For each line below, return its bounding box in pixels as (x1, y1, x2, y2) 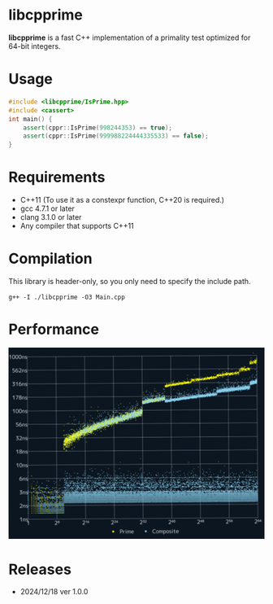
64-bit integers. (8, 41, 61, 50)
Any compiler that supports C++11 (19, 221, 134, 231)
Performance (8, 320, 100, 339)
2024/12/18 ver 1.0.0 (19, 587, 89, 597)
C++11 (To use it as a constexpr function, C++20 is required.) (19, 195, 225, 205)
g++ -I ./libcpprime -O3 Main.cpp (8, 293, 126, 301)
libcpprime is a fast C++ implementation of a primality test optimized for (8, 33, 251, 42)
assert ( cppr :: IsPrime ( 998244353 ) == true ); (23, 124, 173, 132)
